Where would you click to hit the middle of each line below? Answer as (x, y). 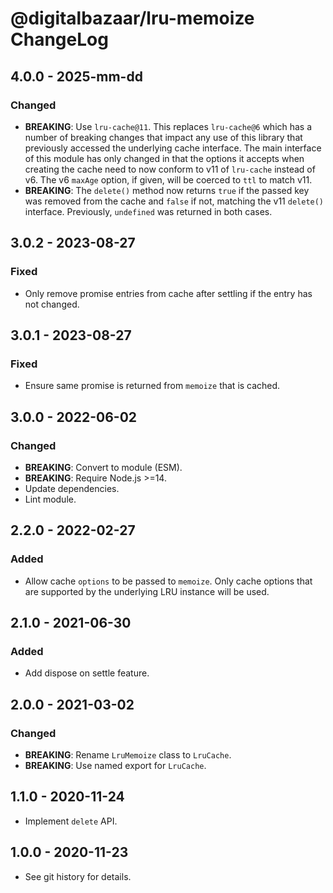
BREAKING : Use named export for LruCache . (115, 765)
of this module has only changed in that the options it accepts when (164, 158)
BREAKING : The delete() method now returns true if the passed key (167, 190)
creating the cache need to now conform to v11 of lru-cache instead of (170, 169)
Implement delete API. (71, 821)
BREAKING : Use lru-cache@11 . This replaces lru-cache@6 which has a (168, 126)
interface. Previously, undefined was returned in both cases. (148, 211)
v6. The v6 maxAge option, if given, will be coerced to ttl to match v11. (168, 179)
